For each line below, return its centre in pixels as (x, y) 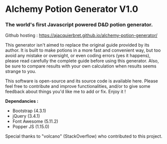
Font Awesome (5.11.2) (35, 121)
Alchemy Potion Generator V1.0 (72, 9)
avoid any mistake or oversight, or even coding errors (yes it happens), (78, 56)
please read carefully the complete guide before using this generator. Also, (82, 61)
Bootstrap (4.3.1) (29, 111)
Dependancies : (22, 101)
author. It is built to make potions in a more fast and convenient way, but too (83, 50)
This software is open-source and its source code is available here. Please (82, 81)
